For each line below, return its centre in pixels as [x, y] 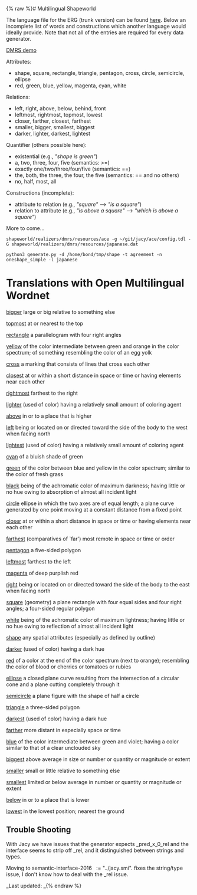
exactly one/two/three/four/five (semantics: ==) [73, 169]
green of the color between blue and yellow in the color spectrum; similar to [98, 468]
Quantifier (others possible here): [46, 145]
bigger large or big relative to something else [60, 312]
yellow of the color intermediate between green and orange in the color [93, 346]
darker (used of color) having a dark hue [55, 649]
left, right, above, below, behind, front [60, 108]
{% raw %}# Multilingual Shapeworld [51, 9]
